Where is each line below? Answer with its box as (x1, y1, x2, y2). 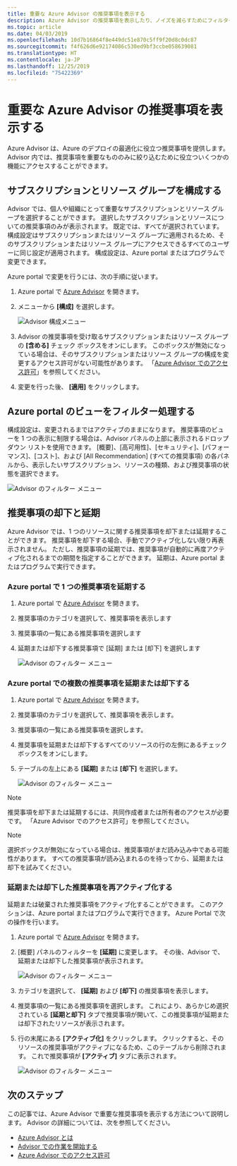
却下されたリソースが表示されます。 (23, 1019, 128, 1027)
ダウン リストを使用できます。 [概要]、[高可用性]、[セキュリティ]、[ (7, 443, 205, 451)
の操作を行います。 (7, 918, 63, 926)
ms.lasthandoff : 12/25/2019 (7, 63, 90, 70)
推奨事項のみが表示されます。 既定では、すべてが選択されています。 (25, 222, 224, 231)
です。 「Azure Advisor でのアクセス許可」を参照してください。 (7, 817, 193, 825)
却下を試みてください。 (7, 863, 75, 872)
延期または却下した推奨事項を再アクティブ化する (7, 882, 173, 892)
